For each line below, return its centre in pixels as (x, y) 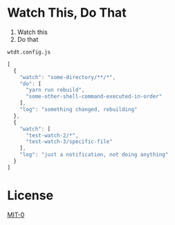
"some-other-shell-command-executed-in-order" (94, 97)
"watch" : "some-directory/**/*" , (68, 77)
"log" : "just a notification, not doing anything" (94, 155)
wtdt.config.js (29, 52)
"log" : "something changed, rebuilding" (79, 110)
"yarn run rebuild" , (55, 90)
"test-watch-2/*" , (52, 135)
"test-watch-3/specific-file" (69, 142)
